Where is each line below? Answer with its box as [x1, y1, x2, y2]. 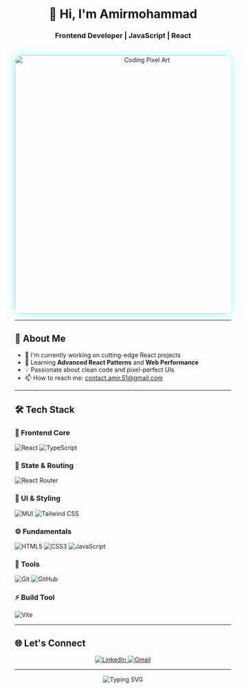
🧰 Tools [14, 559, 40, 569]
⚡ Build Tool [14, 593, 55, 602]
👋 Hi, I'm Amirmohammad [48, 6, 198, 22]
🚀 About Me [14, 332, 66, 344]
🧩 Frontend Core [14, 427, 71, 437]
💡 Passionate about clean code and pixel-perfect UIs [24, 365, 175, 374]
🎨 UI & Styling [14, 494, 61, 503]
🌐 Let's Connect [14, 637, 86, 649]
